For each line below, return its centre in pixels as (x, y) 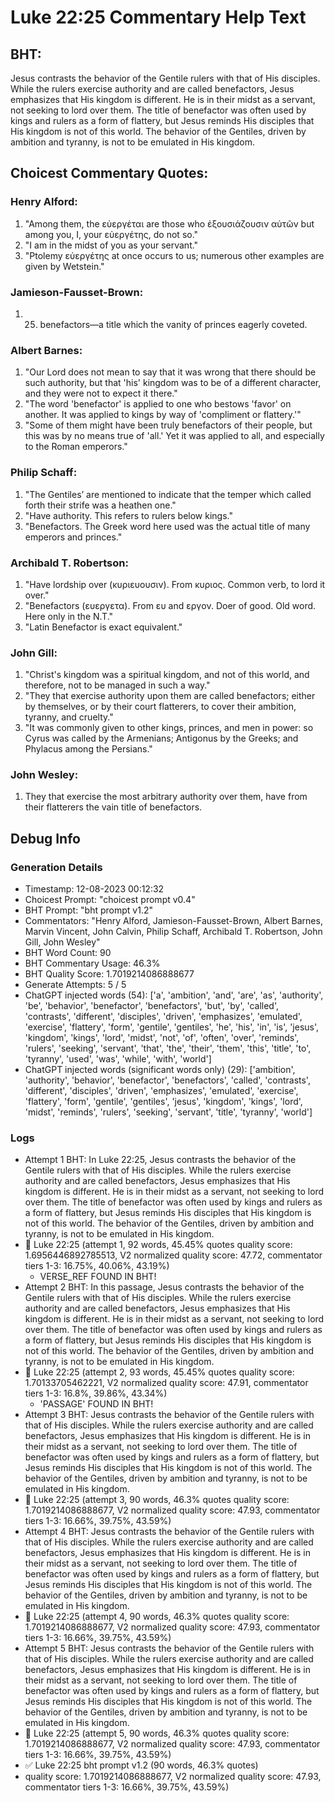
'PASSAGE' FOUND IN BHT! (96, 1404)
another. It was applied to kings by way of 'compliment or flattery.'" (163, 415)
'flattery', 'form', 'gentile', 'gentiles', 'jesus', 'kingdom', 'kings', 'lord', (163, 1102)
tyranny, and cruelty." (69, 717)
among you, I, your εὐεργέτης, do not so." (111, 234)
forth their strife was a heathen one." (100, 505)
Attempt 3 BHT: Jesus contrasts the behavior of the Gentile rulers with (169, 1415)
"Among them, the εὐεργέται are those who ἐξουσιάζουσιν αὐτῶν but (169, 223)
